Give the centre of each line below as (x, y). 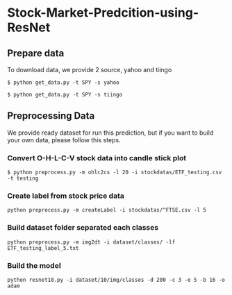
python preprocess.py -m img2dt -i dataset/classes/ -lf (91, 242)
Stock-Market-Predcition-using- (103, 13)
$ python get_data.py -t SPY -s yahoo (63, 83)
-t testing (23, 178)
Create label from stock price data (66, 196)
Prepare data (36, 53)
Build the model (34, 265)
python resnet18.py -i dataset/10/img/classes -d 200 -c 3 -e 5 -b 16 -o (116, 280)
